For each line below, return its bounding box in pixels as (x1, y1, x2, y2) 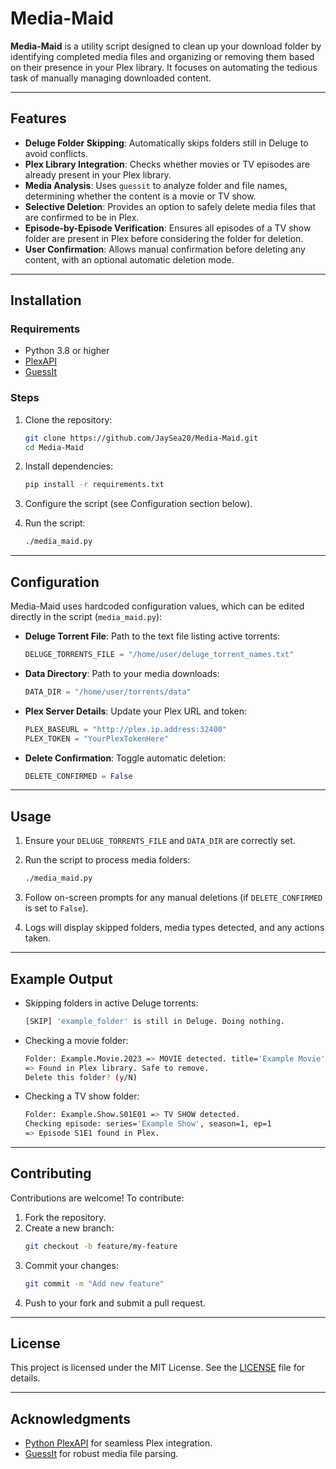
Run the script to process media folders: (24, 854, 191, 866)
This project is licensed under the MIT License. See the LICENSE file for (10, 1362, 306, 1374)
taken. (24, 932, 52, 944)
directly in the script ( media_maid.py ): (10, 611, 163, 623)
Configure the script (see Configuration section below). (24, 498, 253, 510)
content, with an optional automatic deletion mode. (24, 253, 235, 266)
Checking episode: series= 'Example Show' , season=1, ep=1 (24, 1119, 272, 1129)
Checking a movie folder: (24, 1034, 129, 1046)
